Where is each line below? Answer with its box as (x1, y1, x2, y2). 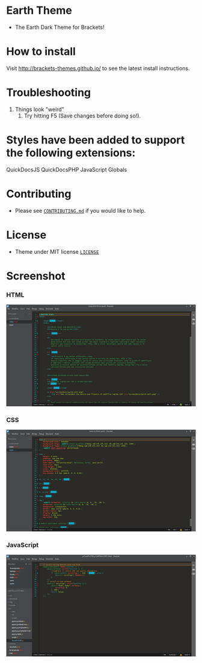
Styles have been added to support (6, 133, 185, 146)
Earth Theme (6, 4, 72, 17)
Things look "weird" (14, 105, 64, 113)
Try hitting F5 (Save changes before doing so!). (23, 112, 141, 119)
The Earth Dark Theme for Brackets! (14, 24, 105, 31)
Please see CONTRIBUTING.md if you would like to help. (14, 207, 146, 214)
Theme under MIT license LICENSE (14, 248, 99, 255)
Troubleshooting (6, 86, 91, 99)
